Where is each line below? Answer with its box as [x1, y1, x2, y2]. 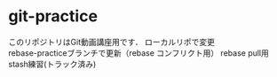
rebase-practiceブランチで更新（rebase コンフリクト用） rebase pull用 [8, 47, 270, 58]
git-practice [8, 6, 99, 27]
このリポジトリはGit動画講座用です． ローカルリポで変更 [8, 36, 215, 47]
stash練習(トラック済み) [8, 58, 97, 69]
